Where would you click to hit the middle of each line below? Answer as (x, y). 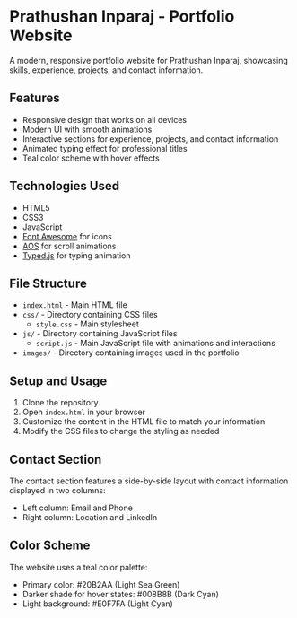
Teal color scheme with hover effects (91, 158)
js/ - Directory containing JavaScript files (100, 334)
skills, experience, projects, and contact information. (106, 70)
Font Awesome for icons (67, 236)
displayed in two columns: (57, 490)
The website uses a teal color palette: (79, 567)
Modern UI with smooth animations (87, 129)
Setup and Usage (58, 381)
